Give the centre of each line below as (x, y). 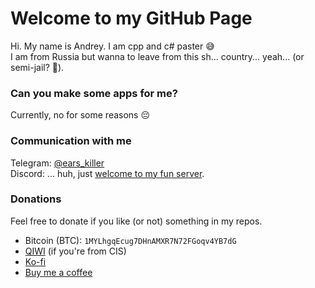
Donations (36, 199)
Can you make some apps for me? (94, 93)
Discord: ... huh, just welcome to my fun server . (107, 173)
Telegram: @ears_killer (57, 163)
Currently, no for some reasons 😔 (80, 115)
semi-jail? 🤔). (37, 67)
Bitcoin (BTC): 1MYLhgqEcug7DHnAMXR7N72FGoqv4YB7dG (130, 240)
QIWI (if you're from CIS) (75, 251)
